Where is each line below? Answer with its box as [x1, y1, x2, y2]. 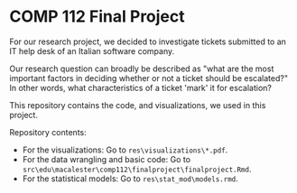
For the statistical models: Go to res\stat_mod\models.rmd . [22, 173, 239, 184]
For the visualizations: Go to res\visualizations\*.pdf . [22, 144, 228, 155]
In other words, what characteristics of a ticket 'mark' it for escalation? [9, 82, 273, 93]
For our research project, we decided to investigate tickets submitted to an [9, 36, 287, 47]
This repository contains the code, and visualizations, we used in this [9, 99, 266, 110]
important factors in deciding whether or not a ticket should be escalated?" [9, 72, 289, 83]
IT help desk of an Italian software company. [9, 45, 175, 56]
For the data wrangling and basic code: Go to [22, 153, 191, 164]
